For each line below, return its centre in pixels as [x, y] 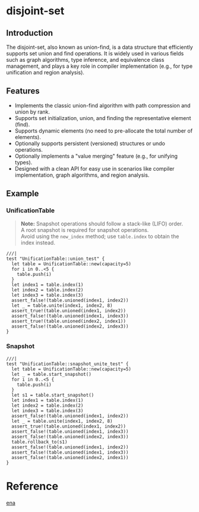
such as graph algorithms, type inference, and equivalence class [85, 60]
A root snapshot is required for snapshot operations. [85, 230]
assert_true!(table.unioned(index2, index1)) [69, 321]
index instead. [38, 243]
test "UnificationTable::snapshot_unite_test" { [67, 364]
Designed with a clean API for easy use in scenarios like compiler [94, 168]
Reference [32, 486]
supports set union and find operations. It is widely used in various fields [95, 54]
